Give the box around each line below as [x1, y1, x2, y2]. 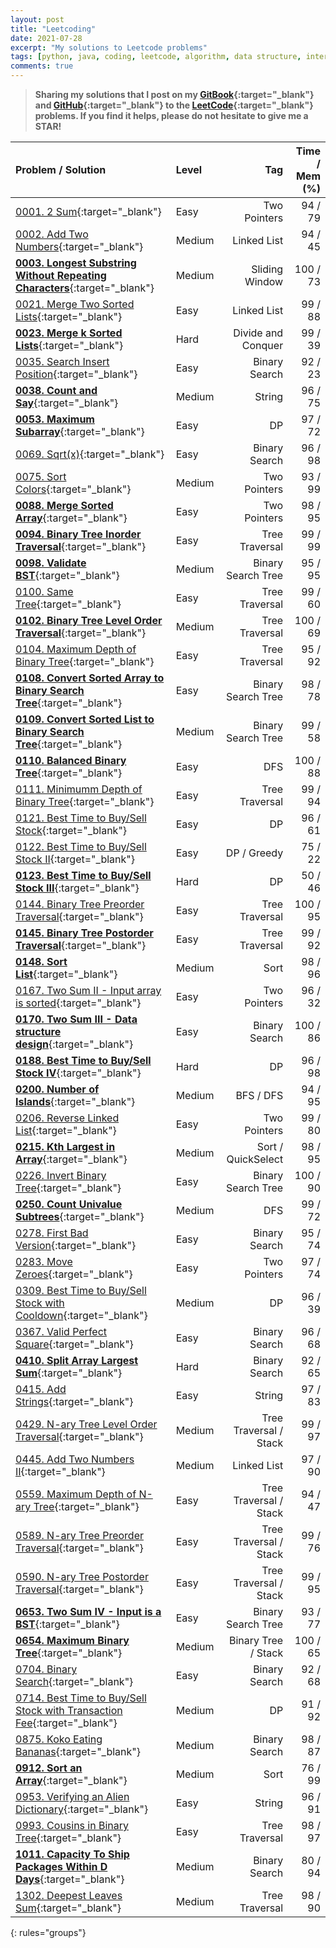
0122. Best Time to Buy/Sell [15, 840, 147, 853]
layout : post [10, 14, 65, 25]
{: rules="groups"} [10, 1927, 87, 1938]
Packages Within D [15, 1860, 108, 1873]
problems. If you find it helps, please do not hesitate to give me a [34, 110, 309, 121]
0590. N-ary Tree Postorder [15, 1570, 149, 1583]
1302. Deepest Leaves [15, 1889, 123, 1902]
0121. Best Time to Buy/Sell [15, 811, 147, 825]
